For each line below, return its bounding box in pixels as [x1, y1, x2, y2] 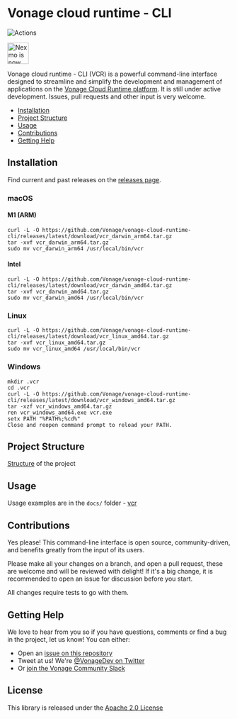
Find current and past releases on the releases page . [7, 175, 161, 184]
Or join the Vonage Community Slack [17, 664, 125, 672]
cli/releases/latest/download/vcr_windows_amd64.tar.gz [7, 396, 175, 403]
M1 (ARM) [7, 211, 37, 219]
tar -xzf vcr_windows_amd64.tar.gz [7, 403, 112, 410]
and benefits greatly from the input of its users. [7, 546, 145, 554]
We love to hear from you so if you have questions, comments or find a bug [7, 628, 227, 636]
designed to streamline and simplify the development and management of [7, 77, 223, 86]
